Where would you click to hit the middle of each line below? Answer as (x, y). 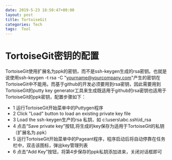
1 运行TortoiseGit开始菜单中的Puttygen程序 (58, 108)
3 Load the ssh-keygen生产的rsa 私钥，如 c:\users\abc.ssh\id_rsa (82, 120)
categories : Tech (24, 24)
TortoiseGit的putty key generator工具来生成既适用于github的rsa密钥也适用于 (86, 91)
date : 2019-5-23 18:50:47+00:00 (40, 10)
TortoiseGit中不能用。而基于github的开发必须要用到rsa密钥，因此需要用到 (83, 84)
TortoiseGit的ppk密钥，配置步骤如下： (46, 97)
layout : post (19, 15)
